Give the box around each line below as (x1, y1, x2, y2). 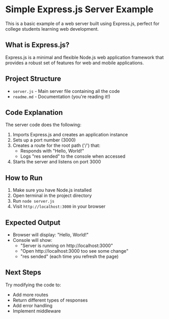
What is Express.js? (5, 41, 70, 50)
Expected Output (5, 218, 61, 227)
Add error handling (12, 302, 53, 308)
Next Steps (5, 268, 41, 277)
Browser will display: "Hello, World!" (12, 232, 89, 238)
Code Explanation (5, 108, 63, 117)
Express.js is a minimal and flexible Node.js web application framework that (5, 54, 164, 60)
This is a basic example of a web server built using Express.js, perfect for (5, 20, 160, 27)
